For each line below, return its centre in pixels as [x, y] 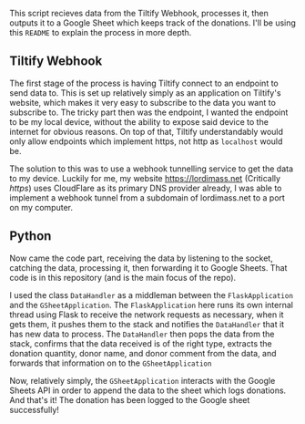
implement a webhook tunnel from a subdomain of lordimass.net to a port [147, 197]
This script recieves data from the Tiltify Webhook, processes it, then [139, 13]
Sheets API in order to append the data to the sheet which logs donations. [148, 390]
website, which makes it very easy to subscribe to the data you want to [142, 102]
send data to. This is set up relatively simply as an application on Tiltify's [145, 93]
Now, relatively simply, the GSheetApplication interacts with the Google [142, 380]
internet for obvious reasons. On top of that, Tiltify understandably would [147, 131]
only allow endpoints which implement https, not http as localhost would [146, 141]
